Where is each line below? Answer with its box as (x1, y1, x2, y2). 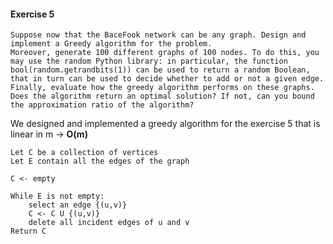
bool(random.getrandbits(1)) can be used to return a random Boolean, (10, 65, 311, 75)
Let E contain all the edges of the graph (10, 156, 190, 167)
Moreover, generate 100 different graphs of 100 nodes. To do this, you (10, 48, 320, 58)
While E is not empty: (10, 191, 105, 202)
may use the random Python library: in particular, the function (10, 56, 288, 67)
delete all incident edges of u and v (28, 218, 190, 228)
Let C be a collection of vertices (10, 148, 159, 158)
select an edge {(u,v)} (28, 200, 128, 210)
